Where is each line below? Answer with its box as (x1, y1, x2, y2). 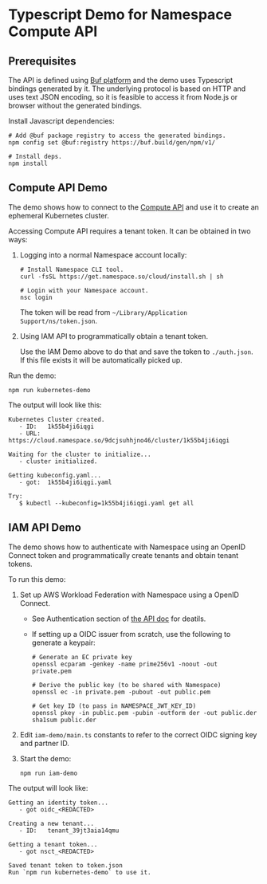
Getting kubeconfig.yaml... (8, 471, 102, 479)
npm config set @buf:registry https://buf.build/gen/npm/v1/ (8, 139, 216, 147)
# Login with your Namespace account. (19, 286, 149, 294)
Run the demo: (8, 371, 57, 380)
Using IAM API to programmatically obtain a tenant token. (19, 331, 209, 340)
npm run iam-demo (19, 769, 78, 777)
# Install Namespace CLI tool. (19, 265, 124, 273)
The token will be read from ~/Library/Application (19, 307, 187, 316)
